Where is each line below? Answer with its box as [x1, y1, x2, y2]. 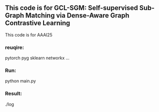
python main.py [5, 78, 36, 84]
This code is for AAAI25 [5, 32, 53, 38]
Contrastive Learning [5, 19, 71, 27]
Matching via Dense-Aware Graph [25, 12, 130, 20]
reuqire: [5, 44, 24, 50]
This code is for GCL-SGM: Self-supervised [5, 4, 138, 12]
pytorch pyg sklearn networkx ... [5, 55, 70, 61]
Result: [5, 90, 22, 97]
